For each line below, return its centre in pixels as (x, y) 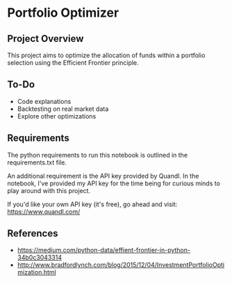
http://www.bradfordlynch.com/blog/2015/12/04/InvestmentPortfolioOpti (121, 265)
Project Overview (45, 39)
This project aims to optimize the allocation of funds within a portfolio (106, 55)
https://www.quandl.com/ (44, 211)
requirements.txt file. (37, 162)
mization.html (37, 273)
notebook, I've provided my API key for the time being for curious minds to (114, 183)
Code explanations (44, 101)
